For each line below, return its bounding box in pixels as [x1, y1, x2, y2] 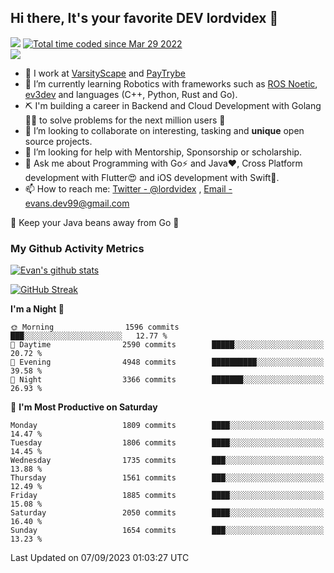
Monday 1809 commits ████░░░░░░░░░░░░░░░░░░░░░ [10, 421, 325, 431]
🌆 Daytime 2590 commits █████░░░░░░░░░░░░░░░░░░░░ [10, 340, 325, 350]
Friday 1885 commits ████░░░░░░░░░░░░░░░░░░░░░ [10, 491, 325, 501]
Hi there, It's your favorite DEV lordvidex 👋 [10, 10, 279, 27]
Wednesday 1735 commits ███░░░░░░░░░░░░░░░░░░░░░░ [10, 456, 325, 466]
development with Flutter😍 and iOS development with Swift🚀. [24, 171, 280, 183]
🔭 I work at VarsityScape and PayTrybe [24, 67, 187, 79]
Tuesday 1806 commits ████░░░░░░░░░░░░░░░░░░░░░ [10, 438, 325, 448]
